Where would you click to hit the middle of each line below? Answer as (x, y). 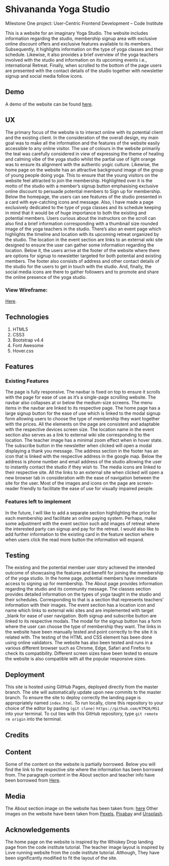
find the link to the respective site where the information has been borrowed (84, 769)
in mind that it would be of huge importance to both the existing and (76, 213)
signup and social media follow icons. (44, 76)
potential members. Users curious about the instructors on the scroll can (81, 218)
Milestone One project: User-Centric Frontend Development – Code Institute (84, 23)
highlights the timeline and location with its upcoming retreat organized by (82, 234)
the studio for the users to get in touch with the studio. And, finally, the (78, 266)
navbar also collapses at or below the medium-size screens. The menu (79, 403)
